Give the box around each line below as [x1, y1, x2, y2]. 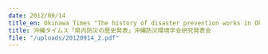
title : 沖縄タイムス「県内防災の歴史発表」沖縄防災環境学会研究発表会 [8, 26, 211, 34]
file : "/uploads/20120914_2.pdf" [8, 33, 120, 42]
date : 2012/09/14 [8, 11, 66, 20]
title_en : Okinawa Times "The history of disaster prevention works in [8, 19, 251, 27]
